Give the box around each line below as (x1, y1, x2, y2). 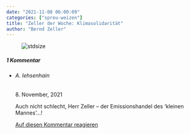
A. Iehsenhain (15, 72, 50, 79)
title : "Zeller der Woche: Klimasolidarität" (6, 20, 123, 26)
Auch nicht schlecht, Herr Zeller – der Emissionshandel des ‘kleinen (15, 102, 184, 110)
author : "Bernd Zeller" (6, 26, 67, 32)
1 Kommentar (6, 56, 41, 64)
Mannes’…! (15, 109, 42, 116)
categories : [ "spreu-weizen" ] (6, 15, 83, 21)
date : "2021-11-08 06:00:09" (6, 9, 80, 15)
